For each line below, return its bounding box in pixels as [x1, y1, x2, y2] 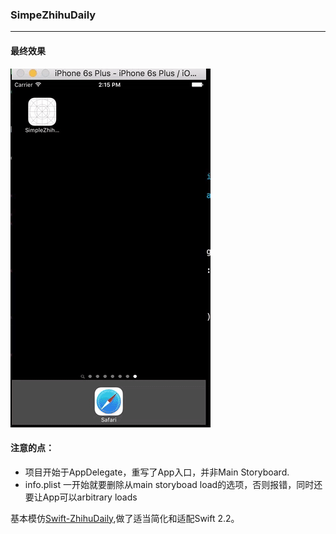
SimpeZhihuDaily [10, 8, 97, 22]
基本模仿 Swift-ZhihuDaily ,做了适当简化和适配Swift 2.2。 [10, 512, 240, 524]
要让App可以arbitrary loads [24, 491, 138, 503]
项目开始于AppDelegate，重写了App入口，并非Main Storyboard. [24, 466, 290, 478]
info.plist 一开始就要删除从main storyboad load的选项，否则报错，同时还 [24, 478, 323, 490]
